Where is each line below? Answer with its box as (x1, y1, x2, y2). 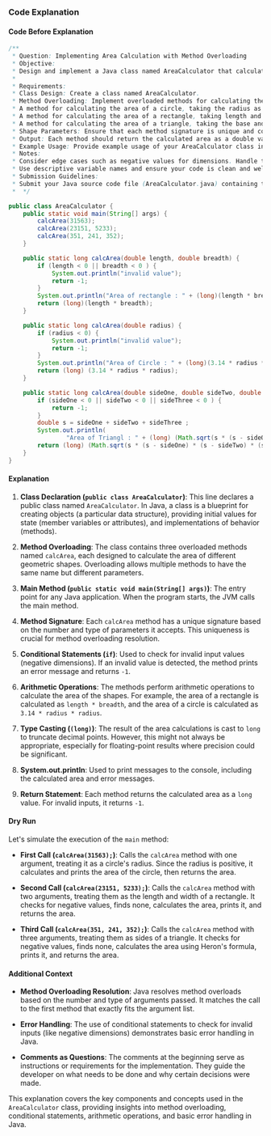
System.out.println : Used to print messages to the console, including (19, 765, 252, 774)
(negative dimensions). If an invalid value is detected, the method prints (19, 658, 258, 668)
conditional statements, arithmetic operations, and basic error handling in (8, 1111, 252, 1121)
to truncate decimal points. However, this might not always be (19, 731, 226, 742)
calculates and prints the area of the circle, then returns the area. (19, 867, 236, 877)
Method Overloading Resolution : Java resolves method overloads (19, 986, 242, 997)
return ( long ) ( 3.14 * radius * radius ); (37, 367, 179, 375)
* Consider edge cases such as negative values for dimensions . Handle (11, 157, 258, 166)
